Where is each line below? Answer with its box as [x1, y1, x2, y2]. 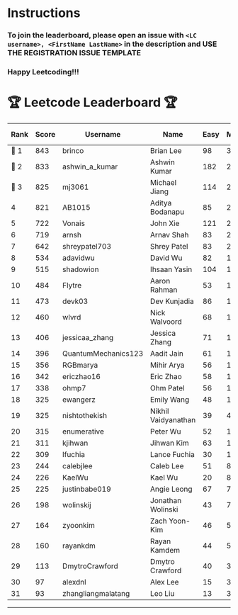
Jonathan [149, 495, 182, 505]
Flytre [62, 280, 82, 290]
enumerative [62, 427, 105, 436]
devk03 [62, 296, 89, 306]
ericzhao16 [62, 371, 101, 381]
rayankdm [62, 541, 96, 551]
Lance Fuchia [149, 449, 195, 459]
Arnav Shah [149, 230, 189, 239]
